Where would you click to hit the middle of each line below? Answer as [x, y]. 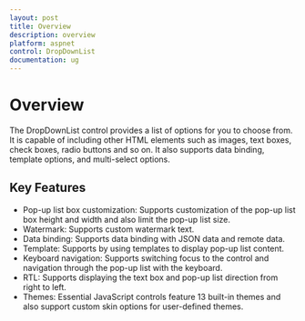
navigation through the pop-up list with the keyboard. [122, 267]
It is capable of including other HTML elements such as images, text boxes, [151, 140]
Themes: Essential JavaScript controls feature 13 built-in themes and [152, 296]
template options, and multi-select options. [90, 159]
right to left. [44, 286]
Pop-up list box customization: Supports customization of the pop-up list [159, 209]
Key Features [48, 188]
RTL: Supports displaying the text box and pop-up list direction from [150, 277]
